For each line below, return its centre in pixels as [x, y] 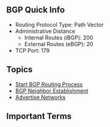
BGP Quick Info [36, 10]
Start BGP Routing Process [49, 84]
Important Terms [39, 116]
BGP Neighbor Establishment [52, 91]
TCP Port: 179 [32, 50]
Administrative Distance [45, 31]
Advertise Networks [40, 97]
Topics [20, 70]
